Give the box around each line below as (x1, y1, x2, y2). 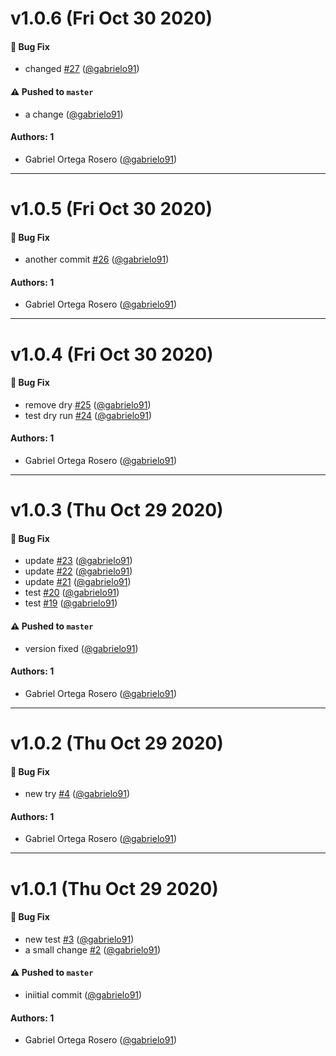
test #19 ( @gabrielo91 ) (24, 597, 118, 609)
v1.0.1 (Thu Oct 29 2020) (10, 877, 219, 900)
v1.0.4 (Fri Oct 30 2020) (10, 343, 214, 366)
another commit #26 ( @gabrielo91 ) (24, 253, 170, 266)
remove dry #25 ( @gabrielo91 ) (24, 398, 152, 411)
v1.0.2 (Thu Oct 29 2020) (10, 732, 224, 754)
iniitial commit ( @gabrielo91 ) (24, 988, 143, 1001)
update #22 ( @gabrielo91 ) (24, 565, 133, 577)
